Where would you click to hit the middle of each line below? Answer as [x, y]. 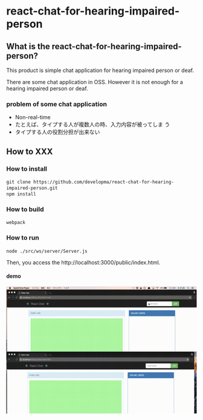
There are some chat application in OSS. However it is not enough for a [95, 82]
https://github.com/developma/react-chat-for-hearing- [103, 182]
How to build [25, 209]
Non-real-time [33, 117]
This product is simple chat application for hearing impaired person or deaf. [100, 70]
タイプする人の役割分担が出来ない [57, 132]
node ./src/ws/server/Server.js [47, 251]
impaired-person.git [32, 188]
